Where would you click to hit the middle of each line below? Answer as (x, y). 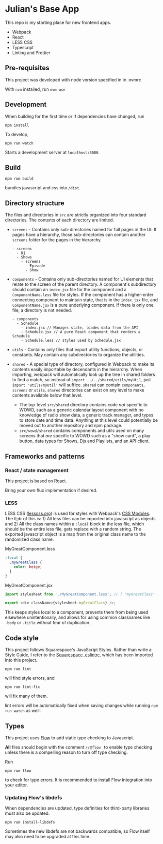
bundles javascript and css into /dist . (43, 188)
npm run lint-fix (23, 687)
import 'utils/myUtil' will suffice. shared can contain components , (78, 385)
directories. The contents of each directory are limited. (59, 220)
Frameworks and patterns (45, 456)
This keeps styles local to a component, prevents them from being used (77, 612)
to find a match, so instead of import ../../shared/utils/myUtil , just (81, 380)
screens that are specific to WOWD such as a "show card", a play (85, 436)
